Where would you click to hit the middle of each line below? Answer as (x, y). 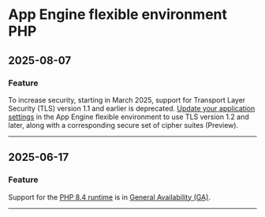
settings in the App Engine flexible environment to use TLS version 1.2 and (129, 117)
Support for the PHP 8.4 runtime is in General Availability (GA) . (110, 197)
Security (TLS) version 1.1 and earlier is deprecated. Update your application (132, 108)
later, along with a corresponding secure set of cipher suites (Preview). (123, 125)
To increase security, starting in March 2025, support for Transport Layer (127, 99)
